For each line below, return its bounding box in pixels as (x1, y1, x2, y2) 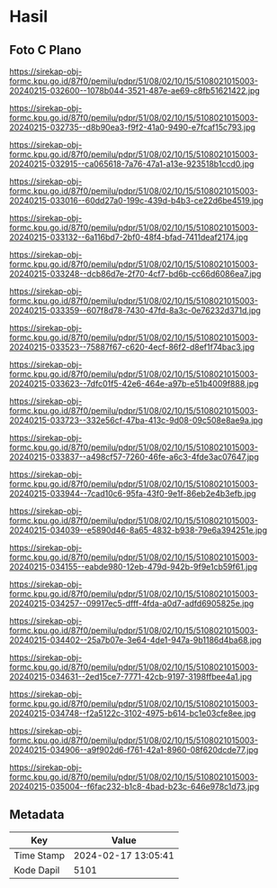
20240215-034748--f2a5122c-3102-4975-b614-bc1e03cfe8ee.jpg (9, 708, 256, 719)
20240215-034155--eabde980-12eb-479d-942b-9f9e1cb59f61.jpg (9, 562, 258, 572)
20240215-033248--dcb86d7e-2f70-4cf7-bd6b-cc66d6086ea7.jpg (9, 269, 262, 279)
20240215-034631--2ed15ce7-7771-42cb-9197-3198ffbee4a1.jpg (9, 672, 253, 682)
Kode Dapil (13, 864, 60, 876)
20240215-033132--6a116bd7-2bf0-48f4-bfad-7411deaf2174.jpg (9, 232, 249, 243)
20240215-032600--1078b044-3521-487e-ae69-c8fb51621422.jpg (9, 86, 261, 96)
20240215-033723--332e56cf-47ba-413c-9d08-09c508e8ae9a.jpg (9, 415, 264, 426)
